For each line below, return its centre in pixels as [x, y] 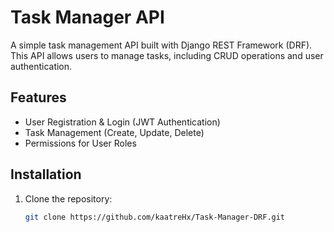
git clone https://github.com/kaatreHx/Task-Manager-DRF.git [155, 217]
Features [38, 97]
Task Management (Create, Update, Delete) [114, 132]
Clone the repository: [68, 198]
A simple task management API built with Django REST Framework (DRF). [161, 45]
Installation [46, 174]
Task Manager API [87, 17]
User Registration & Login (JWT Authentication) [122, 122]
